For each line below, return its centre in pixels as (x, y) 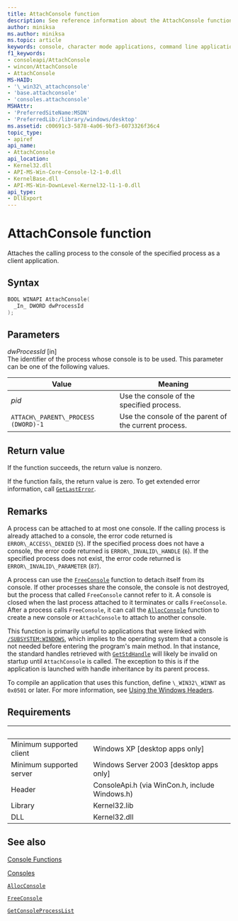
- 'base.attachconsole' (42, 93)
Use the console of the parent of (173, 417)
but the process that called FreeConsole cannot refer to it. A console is (109, 595)
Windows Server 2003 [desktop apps (156, 764)
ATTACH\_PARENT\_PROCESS (53, 418)
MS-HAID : (20, 80)
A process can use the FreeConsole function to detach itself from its (106, 579)
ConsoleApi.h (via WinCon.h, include (154, 785)
